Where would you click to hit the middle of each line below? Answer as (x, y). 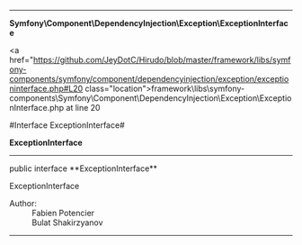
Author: (23, 203)
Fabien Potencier (63, 213)
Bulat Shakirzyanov (67, 222)
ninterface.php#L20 (46, 88)
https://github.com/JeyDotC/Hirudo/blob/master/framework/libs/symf (162, 60)
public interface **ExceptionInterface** (84, 168)
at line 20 (83, 108)
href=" (22, 60)
